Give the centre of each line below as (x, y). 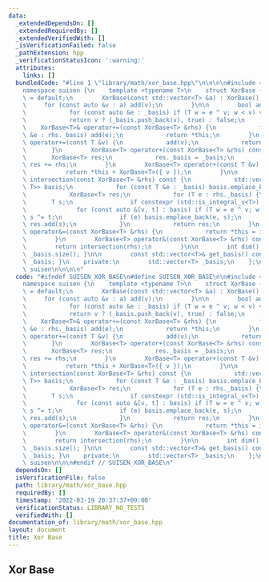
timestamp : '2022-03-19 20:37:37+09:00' (84, 500)
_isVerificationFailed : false (66, 46)
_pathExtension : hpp (50, 53)
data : (17, 16)
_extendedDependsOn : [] (55, 23)
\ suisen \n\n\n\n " (53, 269)
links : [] (39, 75)
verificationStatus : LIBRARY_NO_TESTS (80, 507)
